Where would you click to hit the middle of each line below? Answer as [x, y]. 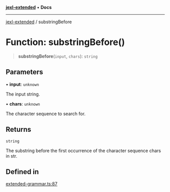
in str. [11, 156]
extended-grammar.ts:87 [32, 184]
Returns [19, 130]
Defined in [22, 172]
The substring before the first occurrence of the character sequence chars [83, 151]
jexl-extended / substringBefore [39, 22]
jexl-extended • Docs [29, 7]
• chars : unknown [23, 104]
